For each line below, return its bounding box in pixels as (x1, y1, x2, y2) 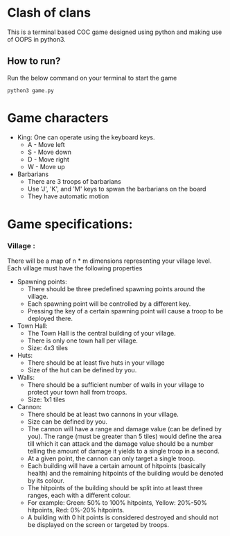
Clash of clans (7, 5, 91, 21)
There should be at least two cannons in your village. (27, 410, 179, 419)
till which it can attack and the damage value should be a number (27, 440, 214, 448)
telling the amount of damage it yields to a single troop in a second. (27, 447, 220, 456)
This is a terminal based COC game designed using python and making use (7, 28, 222, 36)
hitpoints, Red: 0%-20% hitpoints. (27, 506, 125, 515)
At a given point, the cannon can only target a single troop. (27, 454, 195, 462)
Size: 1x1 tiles (27, 395, 66, 404)
